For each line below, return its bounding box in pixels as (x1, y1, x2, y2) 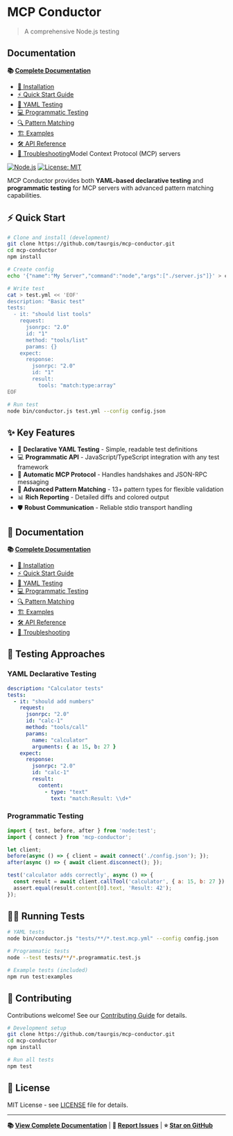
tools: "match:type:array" (37, 382, 116, 389)
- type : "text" (44, 788, 89, 795)
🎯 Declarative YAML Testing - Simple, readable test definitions (17, 445, 198, 454)
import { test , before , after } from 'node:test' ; (7, 827, 157, 834)
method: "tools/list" (25, 337, 89, 344)
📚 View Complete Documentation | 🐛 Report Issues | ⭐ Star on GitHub (7, 1121, 214, 1129)
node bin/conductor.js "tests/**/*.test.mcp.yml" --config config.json (7, 935, 218, 943)
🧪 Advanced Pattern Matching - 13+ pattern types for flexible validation (17, 485, 224, 494)
